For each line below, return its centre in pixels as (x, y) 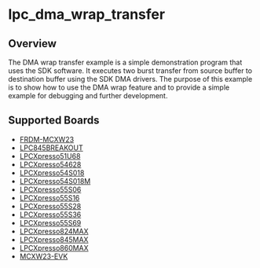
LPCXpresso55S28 (50, 206)
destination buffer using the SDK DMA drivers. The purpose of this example (130, 79)
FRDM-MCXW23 (47, 139)
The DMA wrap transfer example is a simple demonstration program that (125, 62)
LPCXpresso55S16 (49, 197)
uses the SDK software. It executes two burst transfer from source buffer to (130, 71)
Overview (33, 44)
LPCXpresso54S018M (55, 181)
